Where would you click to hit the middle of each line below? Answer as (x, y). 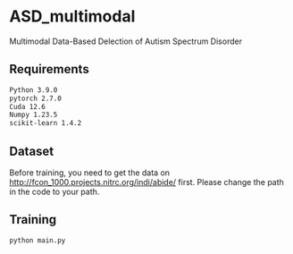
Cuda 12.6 (28, 106)
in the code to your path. (54, 191)
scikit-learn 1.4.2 (46, 123)
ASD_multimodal (72, 17)
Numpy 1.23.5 (33, 115)
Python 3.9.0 (33, 90)
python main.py (38, 240)
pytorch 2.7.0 (36, 98)
